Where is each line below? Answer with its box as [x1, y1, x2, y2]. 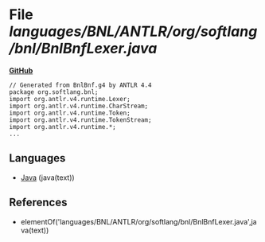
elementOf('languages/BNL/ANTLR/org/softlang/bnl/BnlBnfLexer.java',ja [20, 217, 257, 226]
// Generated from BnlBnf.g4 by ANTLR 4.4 [9, 81, 152, 89]
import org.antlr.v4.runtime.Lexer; [9, 95, 131, 103]
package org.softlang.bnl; [9, 88, 99, 96]
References [9, 196, 68, 209]
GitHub [9, 65, 33, 75]
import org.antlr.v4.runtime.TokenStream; [9, 115, 152, 124]
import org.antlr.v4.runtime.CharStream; [9, 102, 149, 110]
